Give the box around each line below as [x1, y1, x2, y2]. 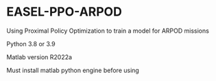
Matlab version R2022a [6, 52, 73, 61]
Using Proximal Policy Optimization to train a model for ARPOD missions [6, 27, 210, 35]
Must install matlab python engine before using [6, 66, 140, 74]
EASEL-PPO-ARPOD [6, 4, 123, 20]
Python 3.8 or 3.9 [6, 39, 56, 48]
